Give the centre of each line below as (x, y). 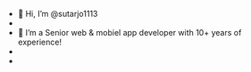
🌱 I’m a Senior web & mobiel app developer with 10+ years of (130, 32)
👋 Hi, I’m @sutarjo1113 (58, 14)
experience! (40, 42)
